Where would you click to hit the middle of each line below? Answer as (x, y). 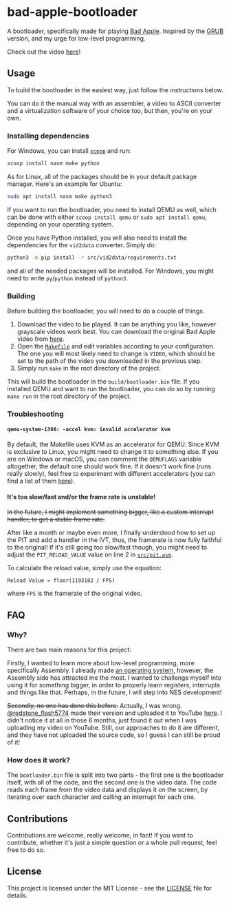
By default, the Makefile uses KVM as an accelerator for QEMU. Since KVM (113, 444)
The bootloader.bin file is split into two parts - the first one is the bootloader (115, 775)
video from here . (41, 339)
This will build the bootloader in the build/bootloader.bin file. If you (103, 381)
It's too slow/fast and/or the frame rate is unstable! (81, 497)
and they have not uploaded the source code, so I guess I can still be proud (114, 735)
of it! (14, 742)
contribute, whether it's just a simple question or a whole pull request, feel (112, 843)
